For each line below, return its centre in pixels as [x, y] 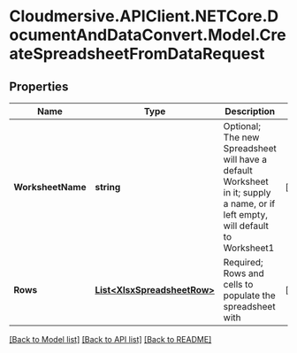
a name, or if [249, 203]
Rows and [244, 273]
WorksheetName [50, 187]
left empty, [245, 215]
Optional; [242, 126]
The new [241, 137]
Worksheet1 [249, 248]
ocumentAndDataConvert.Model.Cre [148, 35]
